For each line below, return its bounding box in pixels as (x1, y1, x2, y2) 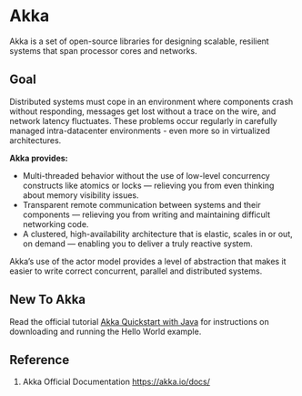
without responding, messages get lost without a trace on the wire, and (9, 106, 277, 117)
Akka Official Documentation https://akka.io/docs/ (22, 376, 211, 388)
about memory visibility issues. (22, 189, 139, 201)
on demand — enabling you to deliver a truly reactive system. (22, 238, 253, 249)
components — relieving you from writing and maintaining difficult (22, 209, 271, 220)
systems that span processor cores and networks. (9, 45, 197, 56)
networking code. (22, 218, 89, 229)
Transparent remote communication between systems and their (22, 199, 261, 210)
